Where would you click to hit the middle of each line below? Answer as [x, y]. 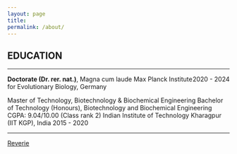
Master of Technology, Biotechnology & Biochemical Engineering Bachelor [115, 100]
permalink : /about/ [36, 27]
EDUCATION [35, 55]
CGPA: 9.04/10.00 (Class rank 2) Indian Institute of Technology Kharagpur [115, 115]
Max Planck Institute [163, 79]
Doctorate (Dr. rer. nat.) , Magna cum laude [70, 79]
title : [17, 20]
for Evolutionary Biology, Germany [57, 87]
